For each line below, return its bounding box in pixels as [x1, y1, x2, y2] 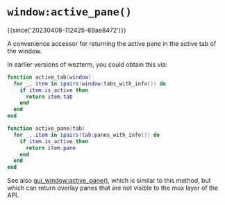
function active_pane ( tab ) [7, 125, 85, 132]
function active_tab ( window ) [7, 74, 92, 81]
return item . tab [25, 93, 73, 100]
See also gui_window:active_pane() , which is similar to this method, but [7, 177, 211, 185]
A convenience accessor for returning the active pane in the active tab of [7, 39, 217, 47]
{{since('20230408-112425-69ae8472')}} [7, 26, 126, 34]
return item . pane [25, 145, 76, 151]
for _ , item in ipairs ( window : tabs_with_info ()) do [13, 80, 167, 87]
